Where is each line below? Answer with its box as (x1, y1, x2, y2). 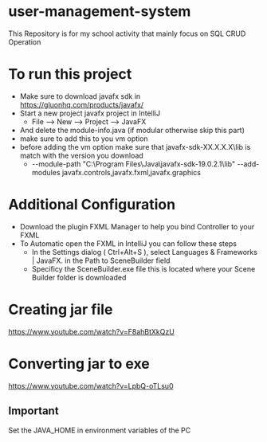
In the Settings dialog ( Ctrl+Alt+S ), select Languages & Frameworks (31, 247, 257, 256)
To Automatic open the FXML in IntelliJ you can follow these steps (19, 238, 238, 248)
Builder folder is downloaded (31, 272, 127, 282)
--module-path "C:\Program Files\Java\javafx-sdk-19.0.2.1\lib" (31, 158, 236, 169)
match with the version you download (19, 151, 143, 160)
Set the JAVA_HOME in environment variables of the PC (8, 425, 191, 435)
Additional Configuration (8, 196, 176, 213)
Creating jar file (8, 301, 113, 319)
